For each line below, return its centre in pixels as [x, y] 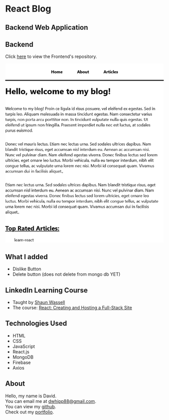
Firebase [22, 362]
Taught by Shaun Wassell [39, 303]
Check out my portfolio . [30, 412]
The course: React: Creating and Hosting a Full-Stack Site [72, 308]
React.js [21, 351]
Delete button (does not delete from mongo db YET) [66, 274]
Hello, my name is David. [31, 396]
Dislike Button [27, 269]
